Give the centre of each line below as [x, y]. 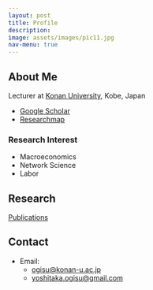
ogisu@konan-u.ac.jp [66, 270]
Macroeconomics [48, 157]
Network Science [48, 165]
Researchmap [42, 119]
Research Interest [43, 139]
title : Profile [33, 23]
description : [30, 30]
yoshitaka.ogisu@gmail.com [77, 277]
